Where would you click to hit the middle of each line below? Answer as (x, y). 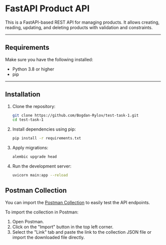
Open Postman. (28, 221)
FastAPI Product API (47, 9)
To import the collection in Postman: (42, 212)
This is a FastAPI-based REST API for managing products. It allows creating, (82, 22)
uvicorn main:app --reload (40, 175)
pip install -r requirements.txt (47, 139)
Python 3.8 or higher (33, 69)
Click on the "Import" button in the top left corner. (63, 227)
